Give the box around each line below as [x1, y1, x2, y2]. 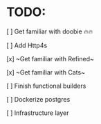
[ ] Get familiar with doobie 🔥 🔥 [6, 27, 93, 36]
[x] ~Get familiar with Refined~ [6, 54, 94, 63]
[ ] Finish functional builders [6, 82, 86, 90]
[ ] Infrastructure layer [6, 109, 70, 117]
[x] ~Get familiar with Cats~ [6, 68, 86, 77]
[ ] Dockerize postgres [6, 95, 71, 103]
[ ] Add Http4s [6, 41, 48, 49]
